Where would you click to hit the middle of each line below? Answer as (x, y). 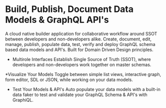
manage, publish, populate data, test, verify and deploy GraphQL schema (80, 44)
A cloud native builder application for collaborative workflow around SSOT (81, 33)
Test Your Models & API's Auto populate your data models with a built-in (86, 89)
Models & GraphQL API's (57, 20)
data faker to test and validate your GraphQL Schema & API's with (80, 94)
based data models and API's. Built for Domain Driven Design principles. (79, 49)
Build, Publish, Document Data (69, 9)
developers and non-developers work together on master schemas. (82, 64)
